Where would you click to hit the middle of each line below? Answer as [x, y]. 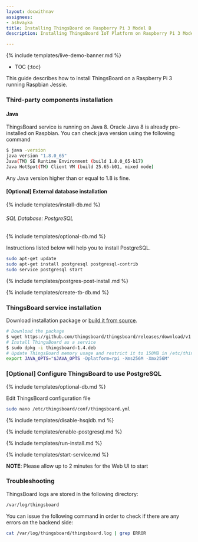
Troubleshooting [30, 481]
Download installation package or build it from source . [72, 321]
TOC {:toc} [28, 67]
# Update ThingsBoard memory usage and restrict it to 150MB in [87, 353]
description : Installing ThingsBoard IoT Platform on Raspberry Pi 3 [93, 34]
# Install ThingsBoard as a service [51, 342]
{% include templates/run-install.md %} [54, 443]
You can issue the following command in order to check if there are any [93, 516]
